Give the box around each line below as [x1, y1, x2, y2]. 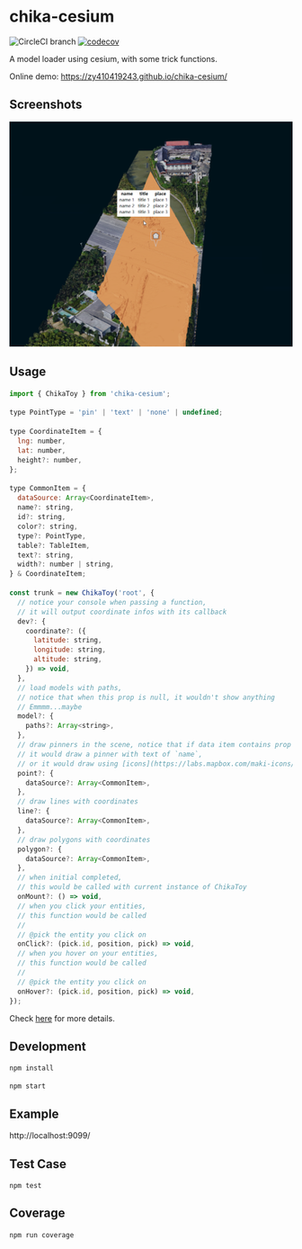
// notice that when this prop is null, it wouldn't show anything [17, 693, 276, 702]
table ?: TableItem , [17, 541, 91, 550]
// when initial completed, [17, 873, 123, 883]
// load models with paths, [17, 683, 123, 692]
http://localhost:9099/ [9, 1130, 91, 1141]
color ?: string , [17, 522, 78, 531]
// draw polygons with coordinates [17, 835, 151, 844]
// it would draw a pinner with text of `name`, [17, 750, 203, 759]
